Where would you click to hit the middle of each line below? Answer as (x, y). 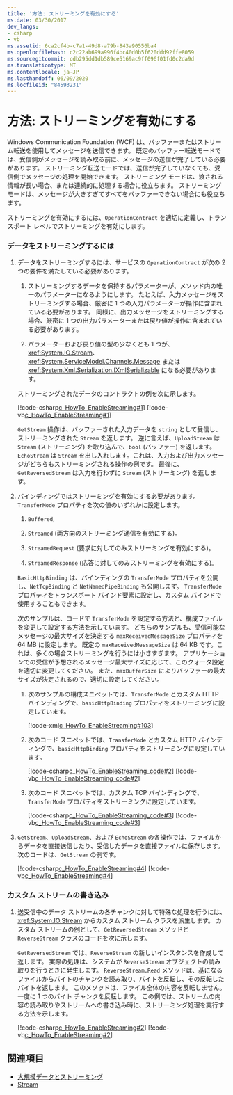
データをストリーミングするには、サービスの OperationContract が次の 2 (121, 262)
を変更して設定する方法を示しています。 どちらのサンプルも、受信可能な (121, 628)
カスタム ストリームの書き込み (58, 895)
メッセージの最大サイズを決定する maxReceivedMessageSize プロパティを (120, 636)
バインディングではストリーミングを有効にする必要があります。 (108, 496)
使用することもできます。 (54, 604)
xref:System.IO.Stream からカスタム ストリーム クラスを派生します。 (115, 920)
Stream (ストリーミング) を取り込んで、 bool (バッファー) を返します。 (116, 447)
